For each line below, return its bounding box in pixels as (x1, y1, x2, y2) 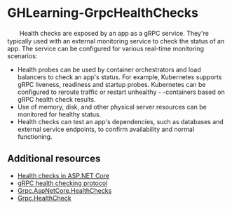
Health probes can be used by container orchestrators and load (17, 65, 201, 74)
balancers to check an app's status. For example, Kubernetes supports (17, 72, 222, 81)
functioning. (17, 132, 53, 141)
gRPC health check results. (17, 95, 96, 103)
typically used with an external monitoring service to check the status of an (7, 36, 225, 45)
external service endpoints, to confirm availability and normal (17, 125, 195, 133)
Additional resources (7, 153, 101, 165)
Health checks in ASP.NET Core (17, 171, 110, 180)
